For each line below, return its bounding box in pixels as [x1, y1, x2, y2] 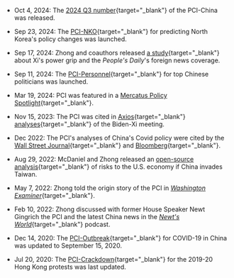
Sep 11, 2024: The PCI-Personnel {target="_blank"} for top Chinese [13, 70, 209, 78]
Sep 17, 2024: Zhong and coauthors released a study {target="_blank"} [13, 49, 220, 57]
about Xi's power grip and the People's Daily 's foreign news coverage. [13, 56, 221, 65]
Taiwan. [13, 170, 38, 178]
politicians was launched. [13, 77, 89, 86]
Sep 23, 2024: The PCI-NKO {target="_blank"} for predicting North [13, 28, 208, 35]
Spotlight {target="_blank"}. [13, 99, 94, 107]
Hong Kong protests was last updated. [13, 262, 126, 271]
